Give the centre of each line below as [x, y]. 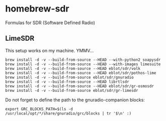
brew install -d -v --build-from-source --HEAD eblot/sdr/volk [73, 68]
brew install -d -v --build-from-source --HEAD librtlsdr [67, 82]
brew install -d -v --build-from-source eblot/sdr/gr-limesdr [72, 90]
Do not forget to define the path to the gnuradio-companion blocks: [75, 100]
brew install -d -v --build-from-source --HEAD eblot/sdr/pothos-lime [81, 73]
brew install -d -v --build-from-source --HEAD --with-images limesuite [83, 64]
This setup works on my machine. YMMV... [50, 50]
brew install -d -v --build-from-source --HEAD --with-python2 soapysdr [83, 60]
